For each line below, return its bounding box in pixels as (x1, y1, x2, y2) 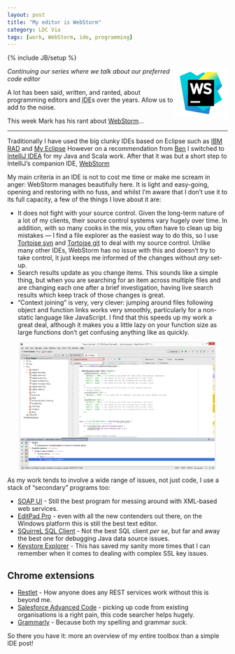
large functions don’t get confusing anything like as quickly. (17, 328, 190, 337)
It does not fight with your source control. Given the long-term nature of (17, 209, 225, 218)
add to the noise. (7, 103, 56, 112)
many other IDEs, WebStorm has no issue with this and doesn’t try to (17, 246, 215, 255)
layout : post (7, 11, 45, 18)
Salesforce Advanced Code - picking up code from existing (17, 603, 189, 612)
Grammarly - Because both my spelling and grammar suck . (17, 618, 188, 627)
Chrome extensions (7, 569, 94, 582)
